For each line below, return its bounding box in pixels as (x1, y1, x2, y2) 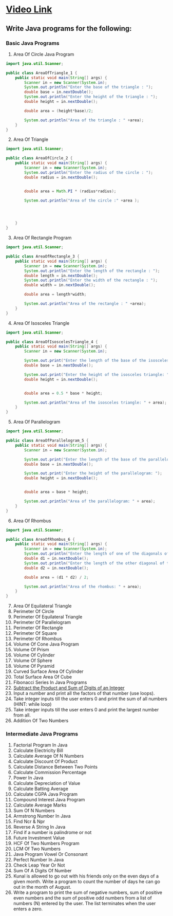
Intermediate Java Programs (6, 730, 79, 738)
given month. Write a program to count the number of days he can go (13, 878, 161, 885)
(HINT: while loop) (13, 701, 52, 707)
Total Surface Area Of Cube (13, 674, 72, 680)
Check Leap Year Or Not (13, 862, 65, 868)
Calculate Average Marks (13, 802, 67, 808)
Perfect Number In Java (13, 857, 64, 863)
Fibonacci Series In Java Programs (13, 680, 87, 686)
